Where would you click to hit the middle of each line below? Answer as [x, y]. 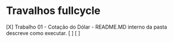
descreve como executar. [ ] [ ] [43, 33]
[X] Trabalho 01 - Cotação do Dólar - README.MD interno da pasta [87, 27]
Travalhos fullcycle [53, 11]
